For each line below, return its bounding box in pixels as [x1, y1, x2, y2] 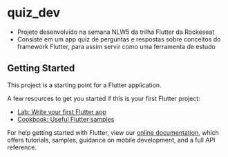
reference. [7, 143, 37, 151]
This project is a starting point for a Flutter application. [7, 81, 162, 89]
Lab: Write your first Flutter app [17, 107, 107, 116]
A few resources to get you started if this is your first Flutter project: [7, 94, 200, 102]
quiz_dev [7, 5, 61, 21]
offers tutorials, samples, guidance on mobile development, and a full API [7, 136, 216, 144]
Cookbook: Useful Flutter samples [17, 115, 115, 123]
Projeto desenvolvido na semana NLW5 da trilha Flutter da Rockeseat [17, 28, 215, 36]
